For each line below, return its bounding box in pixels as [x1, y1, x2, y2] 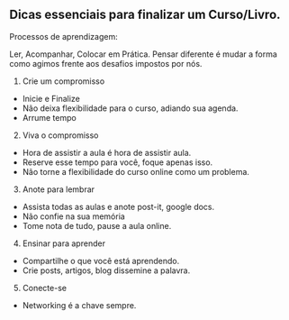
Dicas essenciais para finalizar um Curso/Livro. [9, 7, 281, 23]
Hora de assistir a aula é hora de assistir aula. [22, 147, 192, 158]
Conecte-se [22, 282, 68, 293]
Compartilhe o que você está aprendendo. [22, 255, 180, 266]
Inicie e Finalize [22, 93, 81, 104]
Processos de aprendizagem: [9, 31, 119, 41]
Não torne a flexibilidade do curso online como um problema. [22, 166, 250, 177]
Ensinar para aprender [22, 238, 106, 249]
